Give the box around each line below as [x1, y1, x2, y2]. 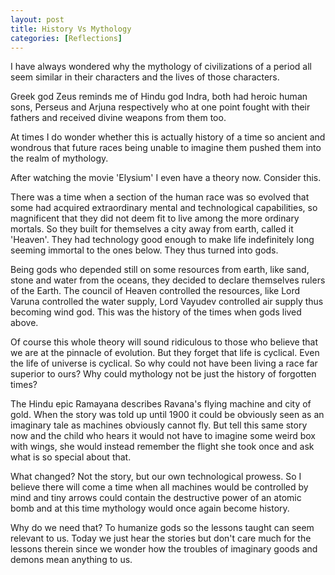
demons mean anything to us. [10, 554, 133, 566]
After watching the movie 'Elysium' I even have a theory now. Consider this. [10, 172, 322, 184]
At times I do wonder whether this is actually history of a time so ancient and [10, 131, 326, 143]
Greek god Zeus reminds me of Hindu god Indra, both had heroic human [10, 91, 308, 103]
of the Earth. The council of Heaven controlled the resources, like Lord [10, 285, 301, 297]
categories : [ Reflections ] [10, 33, 123, 43]
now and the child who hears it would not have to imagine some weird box [10, 430, 316, 442]
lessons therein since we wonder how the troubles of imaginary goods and [10, 543, 318, 555]
